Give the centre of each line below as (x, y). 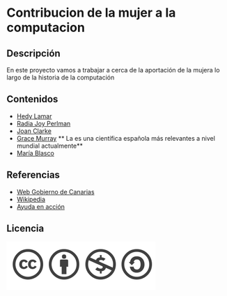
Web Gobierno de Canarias (55, 192)
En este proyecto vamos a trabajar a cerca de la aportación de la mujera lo (113, 70)
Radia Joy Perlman (44, 123)
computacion (46, 28)
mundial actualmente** (50, 146)
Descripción (33, 53)
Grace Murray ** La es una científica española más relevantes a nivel (116, 138)
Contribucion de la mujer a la (91, 13)
